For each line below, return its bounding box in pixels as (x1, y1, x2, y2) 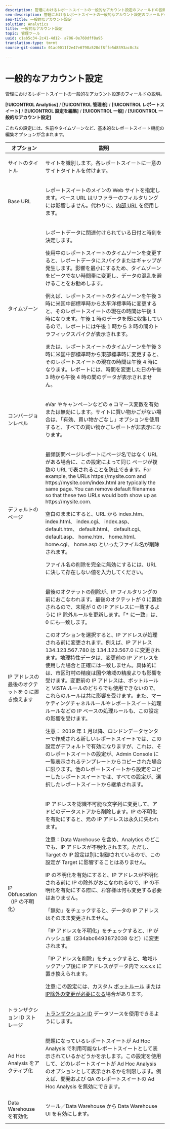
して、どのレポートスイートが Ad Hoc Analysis (45, 1060, 157, 1067)
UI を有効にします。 (45, 1110, 92, 1117)
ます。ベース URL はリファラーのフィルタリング (45, 194, 158, 201)
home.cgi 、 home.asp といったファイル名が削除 (45, 541, 159, 548)
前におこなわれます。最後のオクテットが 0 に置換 (45, 596, 162, 603)
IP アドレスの (8, 673, 39, 680)
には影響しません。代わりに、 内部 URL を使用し (45, 202, 159, 209)
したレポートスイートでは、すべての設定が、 (50, 773, 156, 780)
